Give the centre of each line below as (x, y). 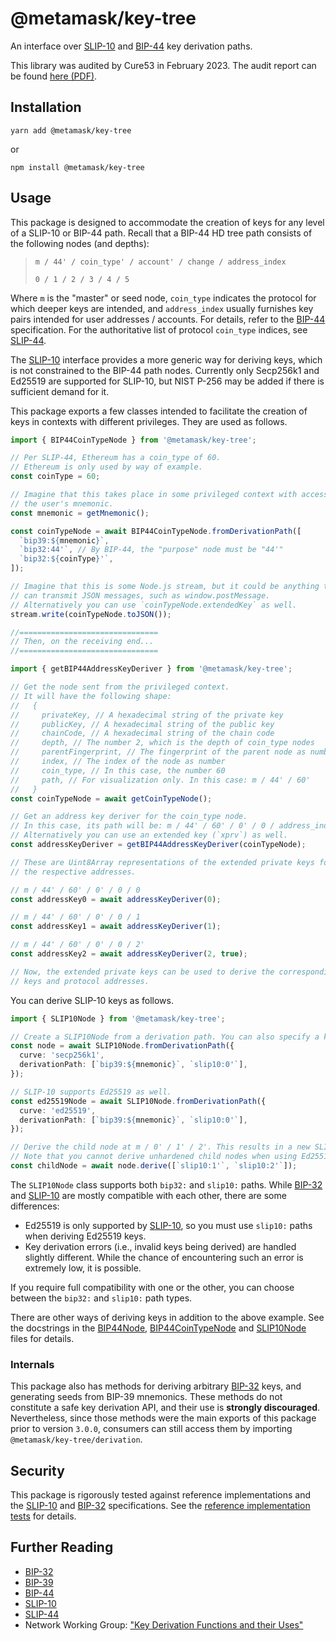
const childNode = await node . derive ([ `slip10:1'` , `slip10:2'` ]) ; (154, 1166)
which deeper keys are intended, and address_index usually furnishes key (162, 308)
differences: (35, 1206)
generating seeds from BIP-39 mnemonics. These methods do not (146, 1397)
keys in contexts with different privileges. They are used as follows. (149, 421)
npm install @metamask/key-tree (77, 167)
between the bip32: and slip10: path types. (101, 1298)
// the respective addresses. (73, 872)
